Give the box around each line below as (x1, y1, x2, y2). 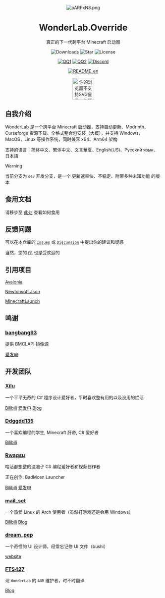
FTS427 (5, 565, 25, 572)
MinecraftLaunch (5, 298, 40, 304)
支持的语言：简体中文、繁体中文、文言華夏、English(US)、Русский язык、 (5, 147, 158, 153)
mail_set (5, 497, 26, 504)
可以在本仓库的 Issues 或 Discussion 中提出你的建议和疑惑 (5, 239, 124, 245)
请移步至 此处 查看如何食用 (5, 209, 60, 215)
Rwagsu (5, 451, 25, 458)
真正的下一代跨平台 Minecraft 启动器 (46, 39, 120, 45)
